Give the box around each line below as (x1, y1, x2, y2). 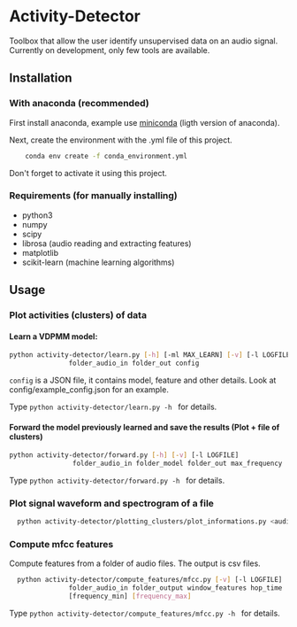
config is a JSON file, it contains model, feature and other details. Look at (9, 375, 277, 386)
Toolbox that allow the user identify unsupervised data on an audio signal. (9, 35, 278, 46)
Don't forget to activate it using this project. (9, 167, 168, 178)
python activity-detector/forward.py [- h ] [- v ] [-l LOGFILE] (9, 451, 240, 460)
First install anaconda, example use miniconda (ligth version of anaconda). (9, 117, 280, 128)
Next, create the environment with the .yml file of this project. (9, 135, 232, 145)
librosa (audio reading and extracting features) (21, 237, 192, 249)
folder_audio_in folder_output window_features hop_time (68, 584, 283, 592)
